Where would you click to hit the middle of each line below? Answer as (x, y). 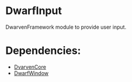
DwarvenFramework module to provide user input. (66, 27)
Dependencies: (43, 51)
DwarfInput (34, 11)
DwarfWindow (31, 73)
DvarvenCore (30, 67)
